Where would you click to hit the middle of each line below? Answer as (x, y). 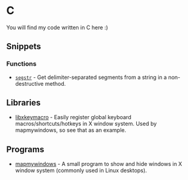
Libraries (23, 103)
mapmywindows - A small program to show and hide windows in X (99, 164)
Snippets (24, 47)
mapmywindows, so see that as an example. (71, 130)
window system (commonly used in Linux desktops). (81, 170)
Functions (21, 64)
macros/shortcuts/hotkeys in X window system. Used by (86, 124)
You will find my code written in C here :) (57, 27)
